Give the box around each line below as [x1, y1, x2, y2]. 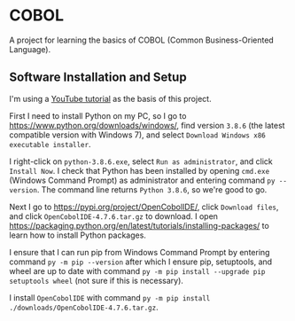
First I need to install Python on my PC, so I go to [9, 110, 187, 121]
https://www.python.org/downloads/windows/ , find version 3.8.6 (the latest [9, 120, 285, 130]
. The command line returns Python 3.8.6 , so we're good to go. [36, 184, 268, 195]
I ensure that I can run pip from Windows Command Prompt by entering [9, 247, 270, 257]
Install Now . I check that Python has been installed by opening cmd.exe [9, 165, 270, 176]
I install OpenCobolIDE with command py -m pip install [9, 292, 211, 302]
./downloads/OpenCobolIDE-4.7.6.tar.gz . [9, 301, 159, 312]
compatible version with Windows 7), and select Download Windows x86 [9, 129, 266, 140]
